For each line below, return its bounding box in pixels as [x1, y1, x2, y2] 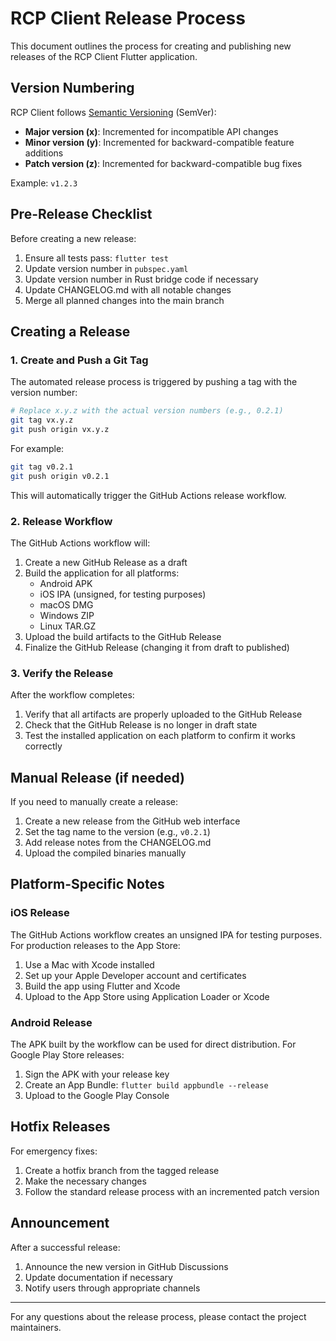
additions [24, 147, 64, 159]
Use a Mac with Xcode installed [24, 958, 155, 971]
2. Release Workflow [10, 514, 113, 528]
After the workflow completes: [10, 689, 135, 701]
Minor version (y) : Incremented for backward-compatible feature [24, 136, 295, 148]
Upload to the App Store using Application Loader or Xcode [24, 990, 270, 1002]
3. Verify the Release [10, 666, 114, 680]
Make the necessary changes [24, 1175, 147, 1187]
